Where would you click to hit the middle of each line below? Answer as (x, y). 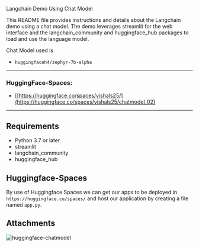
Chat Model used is (30, 50)
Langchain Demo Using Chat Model (49, 9)
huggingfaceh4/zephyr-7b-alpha (53, 62)
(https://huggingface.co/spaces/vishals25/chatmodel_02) (85, 102)
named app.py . (24, 204)
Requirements (33, 126)
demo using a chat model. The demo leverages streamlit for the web (89, 26)
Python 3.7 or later (37, 140)
